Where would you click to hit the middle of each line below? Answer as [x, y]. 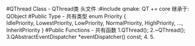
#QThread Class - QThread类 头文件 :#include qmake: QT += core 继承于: [98, 9]
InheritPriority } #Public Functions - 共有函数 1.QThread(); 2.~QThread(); [96, 30]
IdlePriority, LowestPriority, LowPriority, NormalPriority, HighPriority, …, [95, 23]
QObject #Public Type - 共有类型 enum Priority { [66, 16]
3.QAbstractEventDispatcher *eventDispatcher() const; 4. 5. [81, 37]
